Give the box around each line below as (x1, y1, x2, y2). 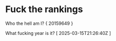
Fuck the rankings (5, 4, 83, 15)
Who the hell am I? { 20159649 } (5, 20, 73, 26)
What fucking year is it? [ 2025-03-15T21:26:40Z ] (5, 30, 111, 36)
